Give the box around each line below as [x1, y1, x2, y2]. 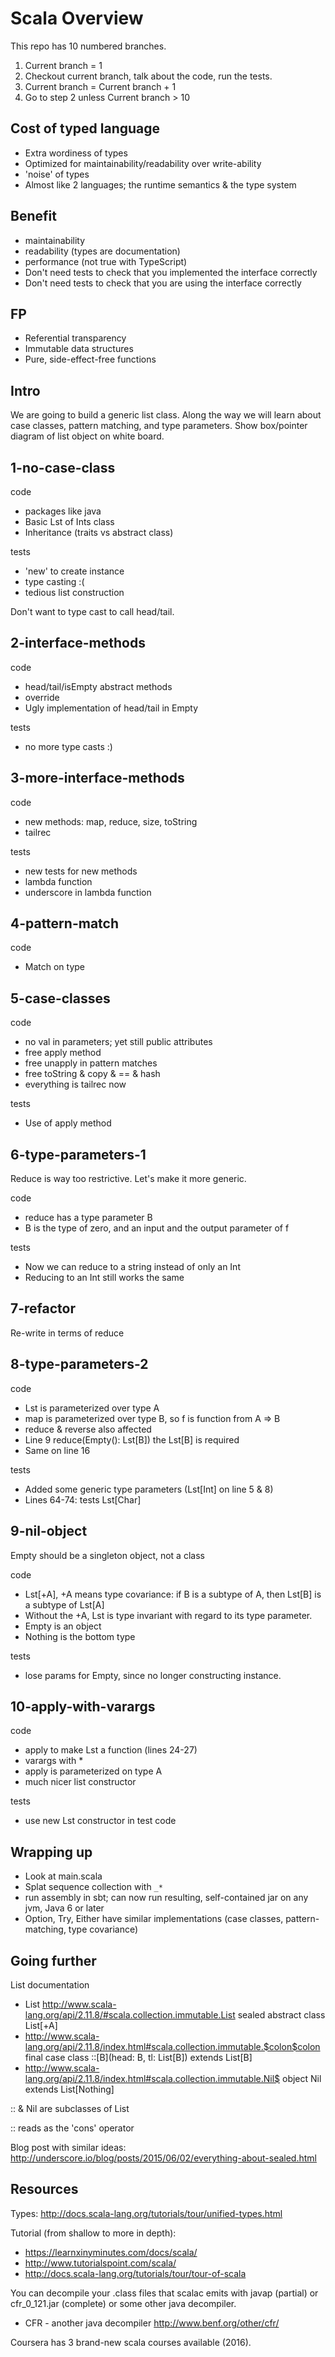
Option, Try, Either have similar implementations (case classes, [24, 1913, 284, 1925]
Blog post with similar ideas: [10, 2141, 127, 2153]
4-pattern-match [10, 915, 119, 932]
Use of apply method [24, 1117, 112, 1129]
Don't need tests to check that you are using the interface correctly [24, 277, 302, 289]
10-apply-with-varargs [10, 1698, 156, 1715]
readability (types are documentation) [24, 245, 181, 257]
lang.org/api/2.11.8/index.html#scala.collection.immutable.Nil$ [24, 2072, 281, 2084]
